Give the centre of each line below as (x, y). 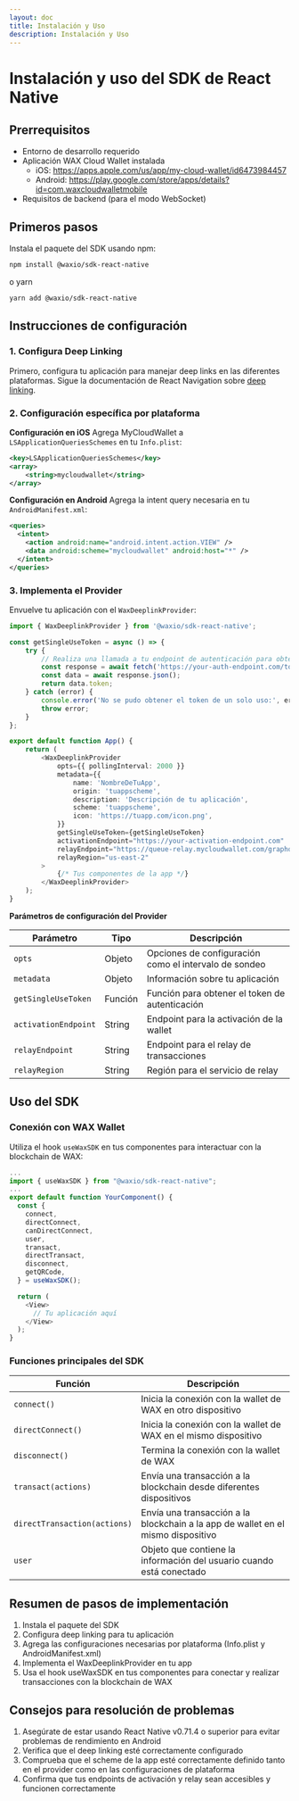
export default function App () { (71, 742)
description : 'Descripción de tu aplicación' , (161, 800)
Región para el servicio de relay (212, 1070)
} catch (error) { (59, 693)
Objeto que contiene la (188, 1549)
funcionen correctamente (69, 1789)
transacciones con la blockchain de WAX (97, 1682)
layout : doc (31, 17)
